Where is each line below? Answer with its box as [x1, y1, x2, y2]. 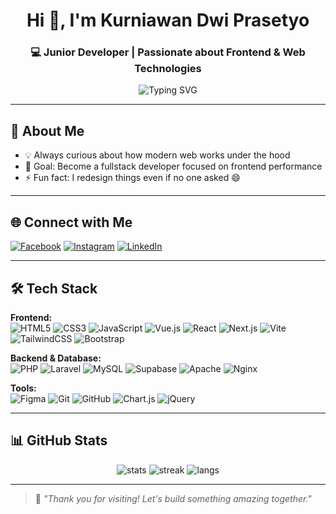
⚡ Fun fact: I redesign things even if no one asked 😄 [24, 172, 241, 184]
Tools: [10, 382, 37, 394]
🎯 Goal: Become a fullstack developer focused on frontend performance [24, 160, 323, 173]
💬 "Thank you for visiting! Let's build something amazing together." [34, 492, 312, 504]
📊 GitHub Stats [10, 432, 108, 449]
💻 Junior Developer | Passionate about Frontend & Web [30, 45, 306, 59]
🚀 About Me [10, 122, 85, 139]
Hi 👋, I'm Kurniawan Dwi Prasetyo [26, 9, 310, 32]
